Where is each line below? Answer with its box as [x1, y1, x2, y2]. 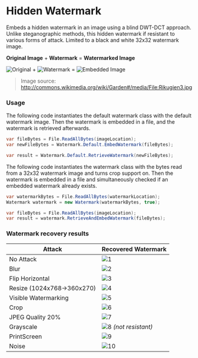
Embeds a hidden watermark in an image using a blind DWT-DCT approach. [6, 24, 191, 31]
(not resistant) [113, 322, 153, 331]
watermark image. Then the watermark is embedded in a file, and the [6, 118, 175, 125]
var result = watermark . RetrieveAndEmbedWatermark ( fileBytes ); [6, 215, 166, 221]
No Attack [9, 255, 37, 263]
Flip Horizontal [9, 274, 50, 282]
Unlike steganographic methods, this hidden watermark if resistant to [6, 30, 175, 37]
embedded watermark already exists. [6, 182, 97, 189]
